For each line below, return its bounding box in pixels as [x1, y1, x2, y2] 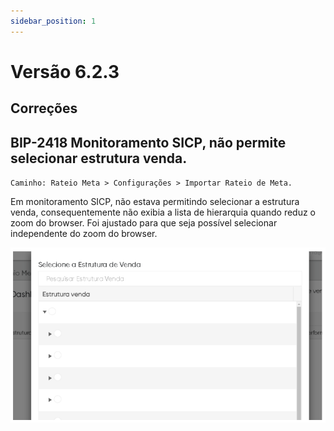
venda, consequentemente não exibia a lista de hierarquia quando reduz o [10, 206, 317, 219]
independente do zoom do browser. [10, 228, 158, 240]
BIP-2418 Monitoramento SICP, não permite [10, 134, 287, 151]
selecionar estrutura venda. [10, 150, 188, 167]
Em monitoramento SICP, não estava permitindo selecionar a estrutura [10, 196, 300, 208]
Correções [10, 100, 78, 117]
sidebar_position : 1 [10, 16, 97, 26]
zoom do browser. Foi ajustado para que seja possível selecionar [10, 217, 278, 229]
